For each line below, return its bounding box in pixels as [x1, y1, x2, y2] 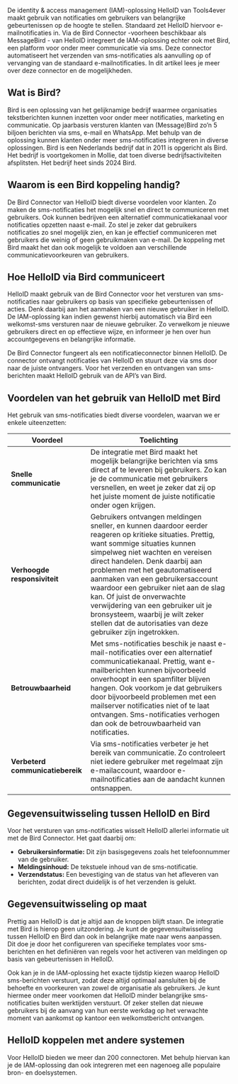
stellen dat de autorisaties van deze [90, 619, 209, 629]
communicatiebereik [11, 765, 83, 775]
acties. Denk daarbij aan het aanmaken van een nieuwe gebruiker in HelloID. [7, 305, 229, 314]
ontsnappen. [90, 783, 132, 793]
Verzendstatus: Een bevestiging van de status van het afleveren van [17, 870, 219, 879]
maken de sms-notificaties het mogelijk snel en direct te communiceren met [7, 205, 229, 214]
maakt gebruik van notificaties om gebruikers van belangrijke [7, 13, 186, 22]
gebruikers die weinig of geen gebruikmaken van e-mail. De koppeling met [7, 236, 225, 244]
